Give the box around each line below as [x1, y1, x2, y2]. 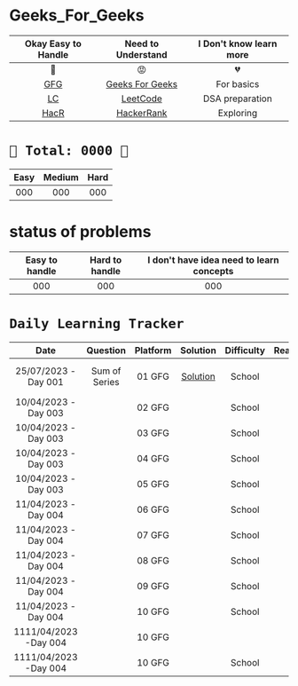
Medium [43, 170, 80, 183]
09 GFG [137, 580, 170, 592]
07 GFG [137, 529, 170, 541]
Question [86, 343, 127, 356]
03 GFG [137, 427, 170, 439]
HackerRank [116, 106, 168, 119]
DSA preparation [202, 92, 272, 105]
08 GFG [137, 554, 170, 566]
